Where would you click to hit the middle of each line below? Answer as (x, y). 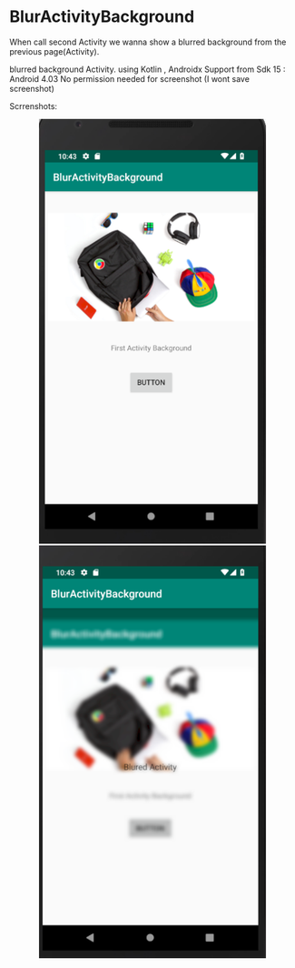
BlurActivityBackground (102, 17)
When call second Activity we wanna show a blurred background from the (148, 42)
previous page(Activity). (54, 51)
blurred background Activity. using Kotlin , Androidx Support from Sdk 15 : (147, 69)
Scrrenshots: (33, 106)
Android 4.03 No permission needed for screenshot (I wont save (129, 78)
